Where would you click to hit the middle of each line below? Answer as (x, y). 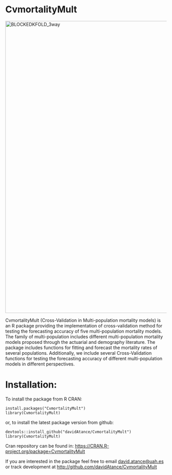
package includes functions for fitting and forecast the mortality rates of (81, 348)
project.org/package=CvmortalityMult (45, 451)
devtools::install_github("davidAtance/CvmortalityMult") (68, 432)
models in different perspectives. (40, 364)
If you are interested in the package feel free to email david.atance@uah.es (84, 461)
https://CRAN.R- (92, 446)
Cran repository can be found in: (40, 446)
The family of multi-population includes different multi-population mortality (84, 336)
